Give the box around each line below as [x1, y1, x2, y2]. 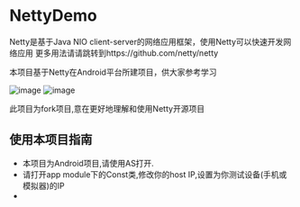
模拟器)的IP [22, 180, 65, 191]
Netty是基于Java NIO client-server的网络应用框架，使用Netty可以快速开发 [9, 36, 284, 47]
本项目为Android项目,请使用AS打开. [22, 157, 155, 168]
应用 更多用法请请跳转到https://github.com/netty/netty [16, 47, 219, 58]
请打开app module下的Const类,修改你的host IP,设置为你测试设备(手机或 [22, 168, 287, 180]
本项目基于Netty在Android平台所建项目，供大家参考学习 [9, 67, 217, 77]
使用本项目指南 [9, 132, 93, 148]
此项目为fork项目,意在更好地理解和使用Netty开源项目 [9, 103, 205, 113]
